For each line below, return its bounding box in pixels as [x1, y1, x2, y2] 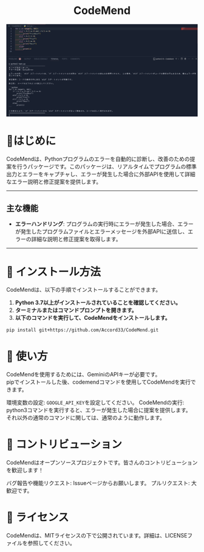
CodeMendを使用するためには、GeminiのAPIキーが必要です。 [6, 371, 161, 378]
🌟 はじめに [6, 134, 56, 148]
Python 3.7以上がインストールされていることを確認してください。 [15, 299, 181, 306]
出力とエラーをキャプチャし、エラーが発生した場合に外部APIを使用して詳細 [6, 170, 195, 178]
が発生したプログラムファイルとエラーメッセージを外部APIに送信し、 [15, 228, 188, 235]
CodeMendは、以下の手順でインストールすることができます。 [6, 286, 161, 294]
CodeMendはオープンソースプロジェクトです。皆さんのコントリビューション [6, 459, 198, 466]
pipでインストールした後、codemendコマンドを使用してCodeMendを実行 [6, 378, 191, 386]
